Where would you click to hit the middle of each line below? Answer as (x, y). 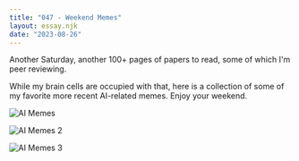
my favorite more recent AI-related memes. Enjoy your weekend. (128, 96)
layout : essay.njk (43, 26)
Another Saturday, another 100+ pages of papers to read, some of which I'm (150, 60)
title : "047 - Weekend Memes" (66, 17)
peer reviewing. (38, 69)
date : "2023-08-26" (46, 34)
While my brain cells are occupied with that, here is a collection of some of (147, 87)
